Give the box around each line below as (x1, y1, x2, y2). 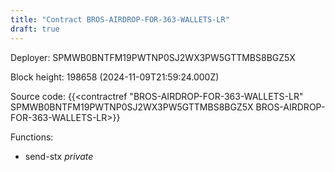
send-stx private (24, 150, 94, 162)
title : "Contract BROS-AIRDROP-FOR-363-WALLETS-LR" (10, 14, 230, 25)
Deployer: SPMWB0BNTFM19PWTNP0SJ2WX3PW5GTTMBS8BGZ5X (10, 51, 296, 63)
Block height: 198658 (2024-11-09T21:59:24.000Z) (10, 71, 220, 83)
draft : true (10, 24, 60, 34)
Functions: (10, 131, 54, 143)
